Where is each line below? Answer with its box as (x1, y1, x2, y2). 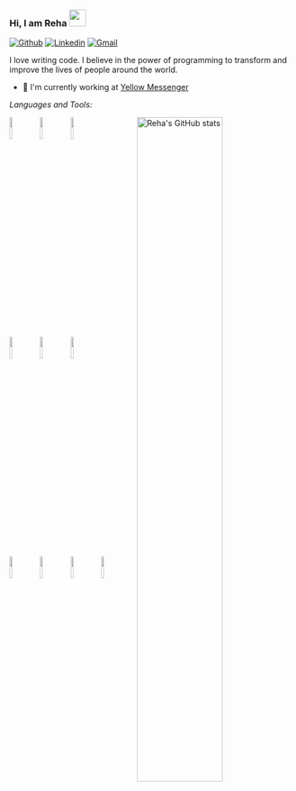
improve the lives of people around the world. (9, 64, 178, 76)
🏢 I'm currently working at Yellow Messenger (22, 82, 189, 93)
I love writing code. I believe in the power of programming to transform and (9, 55, 288, 66)
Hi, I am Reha (9, 16, 67, 29)
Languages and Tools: (9, 99, 93, 110)
